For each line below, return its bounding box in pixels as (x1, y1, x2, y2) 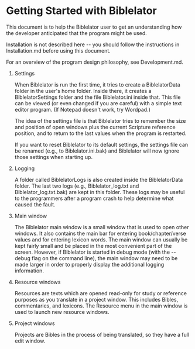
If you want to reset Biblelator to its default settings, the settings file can (14, 141, 189, 148)
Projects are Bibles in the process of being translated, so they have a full (14, 331, 190, 338)
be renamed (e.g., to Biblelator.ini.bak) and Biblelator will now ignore (14, 147, 180, 154)
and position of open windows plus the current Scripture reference (14, 123, 176, 130)
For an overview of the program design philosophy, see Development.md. (6, 58, 183, 65)
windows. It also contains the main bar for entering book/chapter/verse (14, 230, 186, 237)
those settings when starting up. (14, 153, 93, 160)
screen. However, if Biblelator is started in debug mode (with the (14, 248, 170, 255)
